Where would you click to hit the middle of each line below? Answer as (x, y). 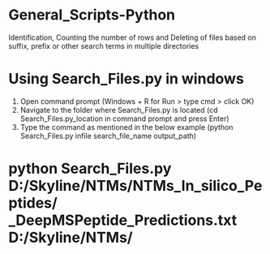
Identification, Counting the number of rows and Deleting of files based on (133, 37)
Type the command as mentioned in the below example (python (126, 127)
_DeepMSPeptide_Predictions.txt (123, 220)
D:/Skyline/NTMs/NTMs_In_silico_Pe (135, 186)
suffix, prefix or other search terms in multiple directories (104, 45)
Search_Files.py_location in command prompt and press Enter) (124, 118)
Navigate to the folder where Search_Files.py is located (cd (119, 110)
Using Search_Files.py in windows (126, 79)
